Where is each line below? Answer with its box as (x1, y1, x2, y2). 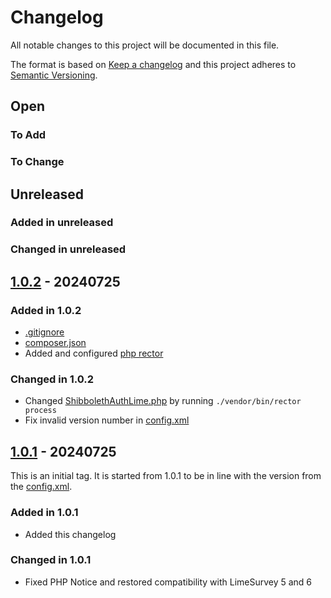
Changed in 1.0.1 (10, 553, 92, 567)
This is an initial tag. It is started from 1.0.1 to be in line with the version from (10, 470, 322, 482)
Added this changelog (24, 528, 117, 540)
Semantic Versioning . (10, 69, 98, 81)
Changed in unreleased (10, 242, 127, 256)
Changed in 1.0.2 (10, 372, 95, 386)
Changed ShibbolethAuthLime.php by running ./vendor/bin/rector (24, 395, 302, 407)
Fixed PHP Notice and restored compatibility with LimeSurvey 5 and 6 (24, 576, 313, 588)
